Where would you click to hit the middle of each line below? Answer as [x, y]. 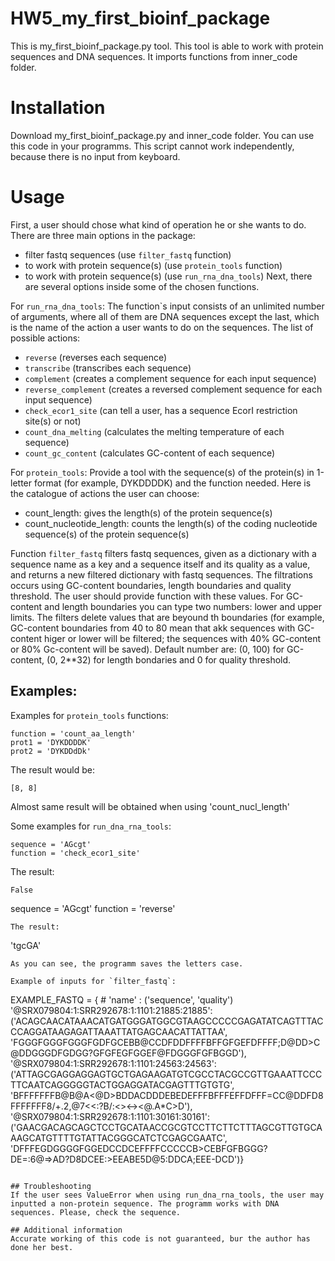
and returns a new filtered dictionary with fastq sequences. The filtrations [161, 574]
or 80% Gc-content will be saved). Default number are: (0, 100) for [147, 649]
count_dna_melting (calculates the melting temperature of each [154, 431]
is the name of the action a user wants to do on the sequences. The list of [162, 327]
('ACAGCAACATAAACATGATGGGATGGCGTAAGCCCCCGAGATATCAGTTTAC [167, 1021]
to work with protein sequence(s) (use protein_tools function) [153, 265]
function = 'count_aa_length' [73, 733]
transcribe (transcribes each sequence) [108, 368]
